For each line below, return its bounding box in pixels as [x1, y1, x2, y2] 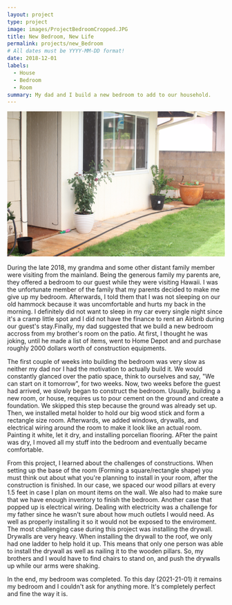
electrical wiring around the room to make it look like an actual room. [7, 423, 202, 432]
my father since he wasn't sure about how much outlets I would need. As [7, 510, 215, 518]
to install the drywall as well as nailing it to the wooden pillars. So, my [7, 546, 204, 555]
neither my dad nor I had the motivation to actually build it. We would [7, 365, 203, 373]
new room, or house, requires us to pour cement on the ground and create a [7, 394, 224, 402]
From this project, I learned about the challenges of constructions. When [7, 459, 214, 467]
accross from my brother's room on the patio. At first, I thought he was [7, 329, 209, 338]
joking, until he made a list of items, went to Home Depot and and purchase [7, 336, 222, 345]
